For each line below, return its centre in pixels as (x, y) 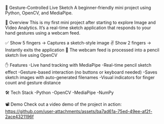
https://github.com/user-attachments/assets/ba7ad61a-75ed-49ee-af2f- (79, 111)
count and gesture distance (33, 83)
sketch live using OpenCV (31, 55)
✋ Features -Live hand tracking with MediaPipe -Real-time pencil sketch (78, 65)
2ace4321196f (19, 117)
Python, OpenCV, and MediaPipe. (39, 13)
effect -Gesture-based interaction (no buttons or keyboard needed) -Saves (81, 72)
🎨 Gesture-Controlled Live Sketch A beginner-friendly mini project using (78, 8)
